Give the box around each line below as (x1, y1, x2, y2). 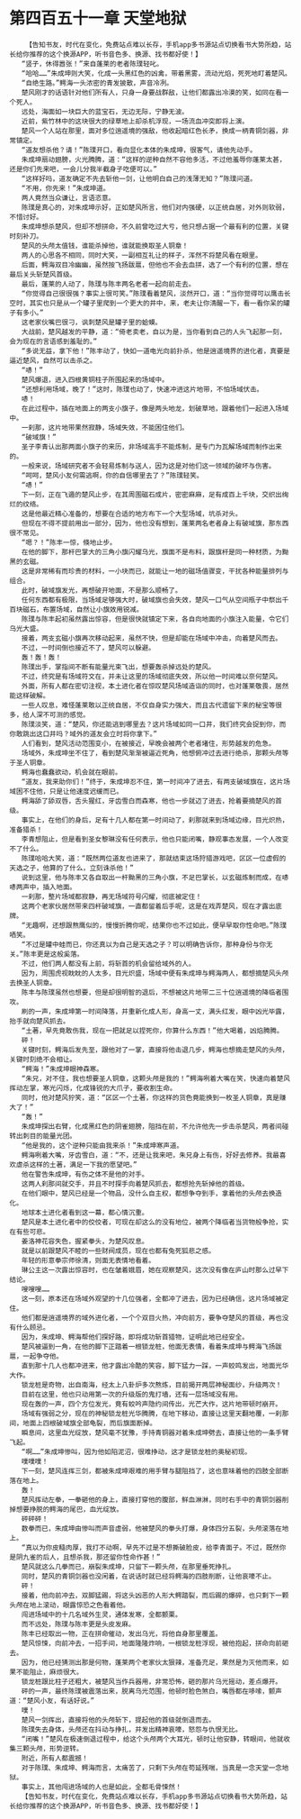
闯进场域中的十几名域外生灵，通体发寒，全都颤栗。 (21, 1610, 182, 1619)
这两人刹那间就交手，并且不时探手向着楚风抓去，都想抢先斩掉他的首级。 (21, 1179, 249, 1188)
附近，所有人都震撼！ (21, 1753, 89, 1762)
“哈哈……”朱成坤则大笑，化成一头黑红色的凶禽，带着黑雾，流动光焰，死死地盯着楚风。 (21, 68, 292, 77)
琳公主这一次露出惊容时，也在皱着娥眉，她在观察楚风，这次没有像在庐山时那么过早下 (21, 1265, 289, 1275)
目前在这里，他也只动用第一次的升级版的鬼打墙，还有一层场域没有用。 (21, 1389, 243, 1399)
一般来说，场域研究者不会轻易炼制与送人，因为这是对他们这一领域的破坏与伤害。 (21, 461, 276, 470)
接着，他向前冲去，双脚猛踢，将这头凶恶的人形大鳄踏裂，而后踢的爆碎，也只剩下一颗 (21, 1591, 289, 1600)
